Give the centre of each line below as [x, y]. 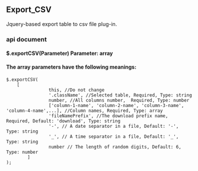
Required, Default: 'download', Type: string [63, 121]
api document [27, 39]
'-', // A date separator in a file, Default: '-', [114, 126]
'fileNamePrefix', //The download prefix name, [108, 116]
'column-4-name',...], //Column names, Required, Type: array [84, 111]
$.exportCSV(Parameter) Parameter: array [60, 53]
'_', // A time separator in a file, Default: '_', [114, 136]
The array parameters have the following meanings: [71, 67]
